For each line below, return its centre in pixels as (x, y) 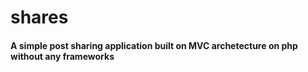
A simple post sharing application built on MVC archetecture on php (154, 45)
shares (39, 17)
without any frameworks (62, 56)
